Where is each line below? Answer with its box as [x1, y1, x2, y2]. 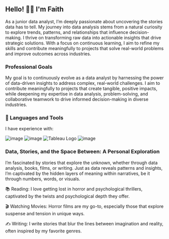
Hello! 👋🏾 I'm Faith [5, 5, 64, 14]
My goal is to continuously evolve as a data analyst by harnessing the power [5, 75, 164, 81]
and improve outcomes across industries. [5, 51, 91, 57]
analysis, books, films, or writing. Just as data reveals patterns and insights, [5, 165, 163, 171]
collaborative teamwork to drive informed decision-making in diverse [5, 97, 149, 103]
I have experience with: [5, 126, 54, 132]
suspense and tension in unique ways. [5, 210, 85, 216]
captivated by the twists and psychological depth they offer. [5, 193, 130, 199]
